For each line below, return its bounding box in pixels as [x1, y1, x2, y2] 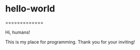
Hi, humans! [5, 29, 30, 35]
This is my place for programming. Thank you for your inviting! [5, 38, 135, 45]
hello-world [5, 3, 56, 14]
